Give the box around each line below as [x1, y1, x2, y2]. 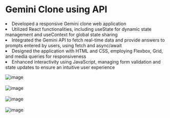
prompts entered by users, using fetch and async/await [5, 42, 122, 48]
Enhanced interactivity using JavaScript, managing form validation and [12, 58, 161, 65]
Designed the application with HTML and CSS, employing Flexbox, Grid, [12, 48, 163, 54]
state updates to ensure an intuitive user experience [5, 64, 115, 70]
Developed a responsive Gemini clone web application [12, 21, 126, 27]
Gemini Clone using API [5, 4, 108, 15]
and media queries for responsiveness [5, 53, 87, 60]
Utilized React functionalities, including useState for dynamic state [12, 26, 152, 32]
